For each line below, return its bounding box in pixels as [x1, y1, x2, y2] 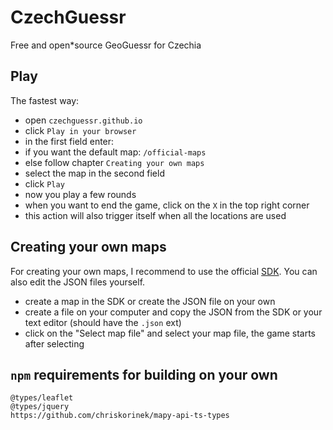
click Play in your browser [24, 124, 137, 136]
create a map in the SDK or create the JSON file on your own [24, 295, 276, 307]
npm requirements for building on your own [10, 366, 278, 383]
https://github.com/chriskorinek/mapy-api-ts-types [10, 411, 230, 421]
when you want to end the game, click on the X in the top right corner [24, 199, 310, 211]
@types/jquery [10, 402, 70, 412]
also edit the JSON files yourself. [10, 276, 146, 288]
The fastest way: [10, 94, 80, 106]
